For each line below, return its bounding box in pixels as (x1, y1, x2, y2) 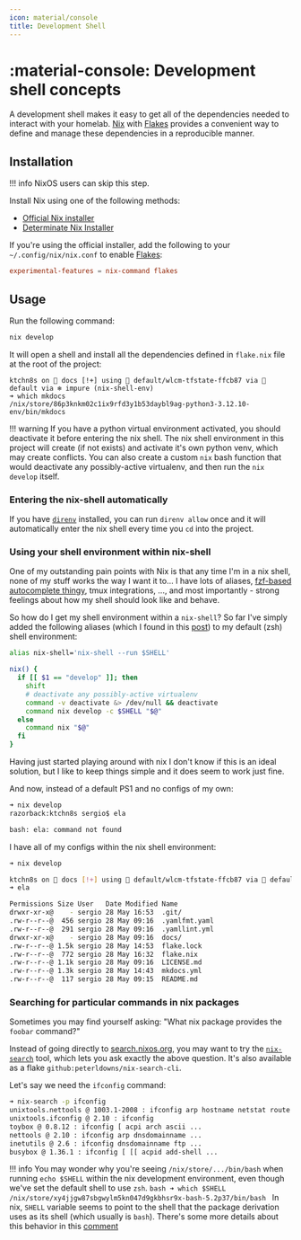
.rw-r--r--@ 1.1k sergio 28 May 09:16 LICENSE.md (9, 958, 202, 967)
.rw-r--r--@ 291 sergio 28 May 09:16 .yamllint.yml (9, 925, 215, 934)
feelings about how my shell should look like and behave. (9, 595, 220, 606)
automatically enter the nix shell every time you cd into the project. (9, 523, 254, 535)
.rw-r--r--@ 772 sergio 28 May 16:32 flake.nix (9, 950, 199, 959)
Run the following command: (9, 315, 115, 326)
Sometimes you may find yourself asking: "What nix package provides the (9, 1016, 282, 1027)
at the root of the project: (9, 359, 102, 369)
